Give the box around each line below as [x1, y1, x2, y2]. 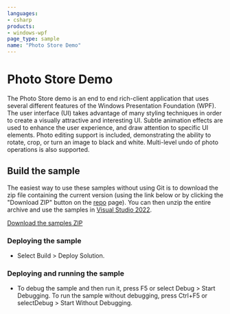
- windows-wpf [7, 29, 48, 36]
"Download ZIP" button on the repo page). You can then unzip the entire [7, 198, 211, 206]
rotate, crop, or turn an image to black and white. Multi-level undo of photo [7, 138, 218, 146]
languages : [7, 10, 38, 17]
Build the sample [7, 166, 80, 177]
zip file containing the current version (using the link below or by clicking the [7, 190, 224, 199]
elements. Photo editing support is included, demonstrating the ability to [7, 131, 211, 139]
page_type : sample [7, 36, 60, 43]
